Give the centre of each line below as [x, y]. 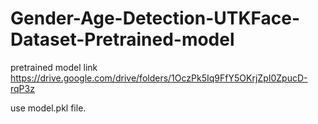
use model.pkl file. [48, 108]
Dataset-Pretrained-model [122, 39]
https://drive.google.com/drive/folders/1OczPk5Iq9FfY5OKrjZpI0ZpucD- [159, 78]
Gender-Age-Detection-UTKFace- [155, 18]
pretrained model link [54, 67]
